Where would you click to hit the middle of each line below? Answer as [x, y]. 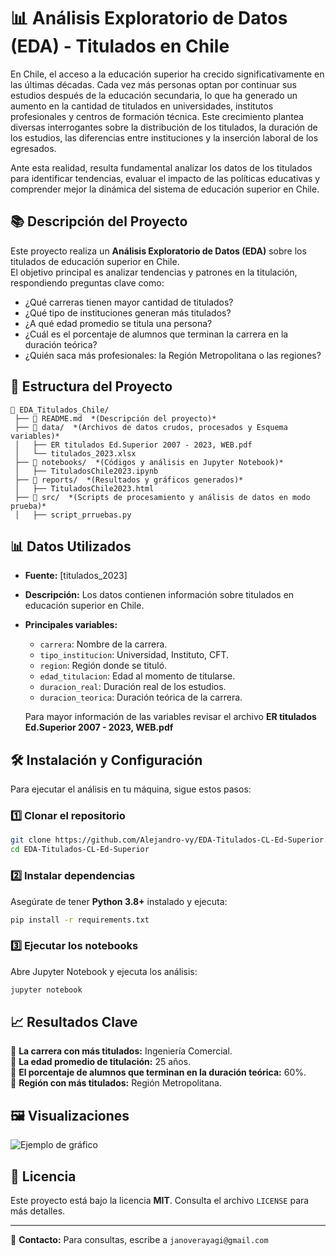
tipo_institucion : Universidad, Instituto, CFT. [134, 655]
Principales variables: [71, 625]
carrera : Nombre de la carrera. [103, 644]
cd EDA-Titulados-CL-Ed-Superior [80, 850]
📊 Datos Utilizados [71, 546]
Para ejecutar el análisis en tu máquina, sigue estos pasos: [131, 789]
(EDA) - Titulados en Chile [120, 46]
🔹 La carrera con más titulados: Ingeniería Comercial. [121, 1051]
